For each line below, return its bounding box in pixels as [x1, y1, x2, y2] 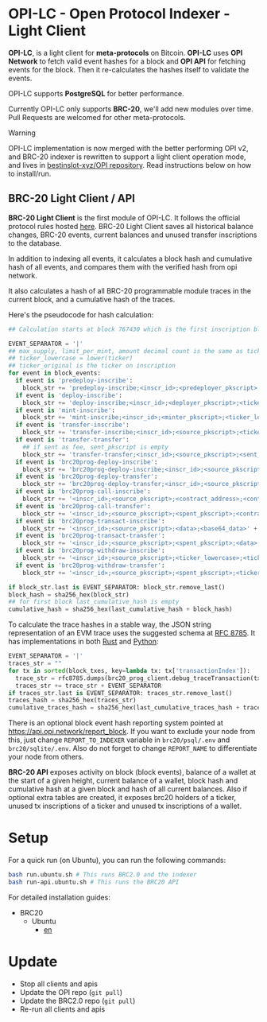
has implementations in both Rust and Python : [8, 637, 159, 647]
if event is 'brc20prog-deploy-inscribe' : [15, 458, 158, 466]
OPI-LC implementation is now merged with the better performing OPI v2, [8, 143, 249, 153]
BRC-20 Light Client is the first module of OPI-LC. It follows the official [8, 212, 241, 223]
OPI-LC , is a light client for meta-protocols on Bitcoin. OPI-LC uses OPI [8, 48, 243, 57]
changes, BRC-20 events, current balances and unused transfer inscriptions [8, 230, 257, 239]
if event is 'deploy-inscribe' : [15, 391, 123, 399]
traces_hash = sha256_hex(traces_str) [8, 697, 137, 705]
